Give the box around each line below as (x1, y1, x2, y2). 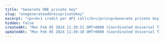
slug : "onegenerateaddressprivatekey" (5, 12, 84, 16)
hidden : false (5, 20, 34, 26)
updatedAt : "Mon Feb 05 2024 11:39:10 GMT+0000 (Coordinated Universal (5, 29, 155, 34)
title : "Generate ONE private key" (5, 7, 78, 12)
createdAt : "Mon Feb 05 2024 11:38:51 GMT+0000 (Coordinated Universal (5, 25, 155, 30)
